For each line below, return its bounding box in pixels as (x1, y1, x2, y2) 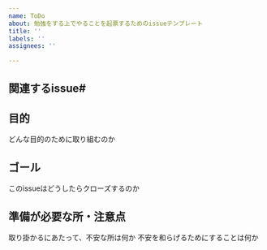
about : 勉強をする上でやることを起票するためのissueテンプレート (8, 19, 203, 28)
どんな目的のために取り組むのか (8, 135, 115, 144)
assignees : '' (8, 42, 57, 50)
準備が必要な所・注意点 (8, 209, 126, 223)
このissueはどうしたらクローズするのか (8, 183, 140, 193)
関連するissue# (8, 81, 87, 95)
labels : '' (8, 34, 45, 43)
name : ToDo (8, 11, 45, 20)
